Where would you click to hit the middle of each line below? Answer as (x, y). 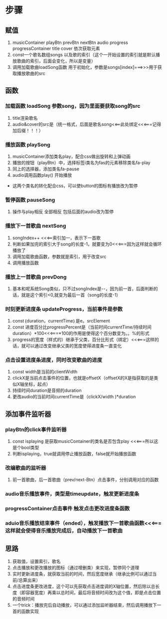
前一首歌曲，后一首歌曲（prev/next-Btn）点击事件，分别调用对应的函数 (85, 480)
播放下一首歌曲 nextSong (36, 226)
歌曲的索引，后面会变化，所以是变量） (56, 61)
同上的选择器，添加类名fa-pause (46, 169)
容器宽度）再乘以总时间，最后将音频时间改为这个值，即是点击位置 (93, 593)
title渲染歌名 (25, 118)
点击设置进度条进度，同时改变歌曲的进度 (54, 360)
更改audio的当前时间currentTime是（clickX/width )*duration (74, 397)
